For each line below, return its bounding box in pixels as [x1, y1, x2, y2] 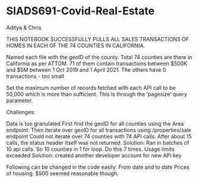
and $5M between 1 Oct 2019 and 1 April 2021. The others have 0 [6, 66, 166, 73]
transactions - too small [6, 72, 64, 80]
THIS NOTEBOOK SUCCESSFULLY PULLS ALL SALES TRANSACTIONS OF [6, 35, 190, 42]
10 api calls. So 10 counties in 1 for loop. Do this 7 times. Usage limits [6, 145, 175, 152]
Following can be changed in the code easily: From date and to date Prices [6, 163, 190, 170]
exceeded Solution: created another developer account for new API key [6, 151, 182, 159]
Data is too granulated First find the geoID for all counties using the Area [6, 120, 184, 127]
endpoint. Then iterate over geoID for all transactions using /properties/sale [6, 126, 192, 133]
